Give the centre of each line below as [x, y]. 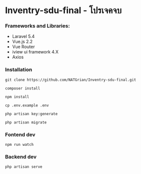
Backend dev [21, 157]
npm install [17, 97]
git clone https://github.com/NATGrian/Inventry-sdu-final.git [71, 80]
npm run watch [20, 145]
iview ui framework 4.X [35, 52]
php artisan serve [24, 167]
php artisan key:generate [31, 114]
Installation [19, 70]
